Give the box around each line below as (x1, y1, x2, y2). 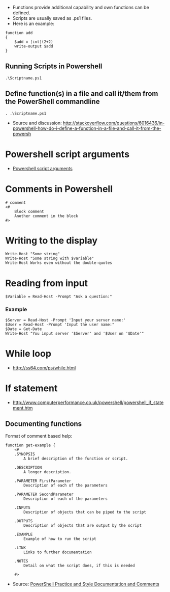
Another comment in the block (14, 213, 79, 219)
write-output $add (14, 44, 53, 49)
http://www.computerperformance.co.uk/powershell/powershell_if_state (12, 399, 164, 406)
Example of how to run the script (23, 536, 96, 542)
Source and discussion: (12, 120, 62, 126)
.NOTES (14, 559, 28, 564)
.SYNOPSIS (14, 452, 36, 457)
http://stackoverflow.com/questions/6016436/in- (62, 120, 165, 126)
